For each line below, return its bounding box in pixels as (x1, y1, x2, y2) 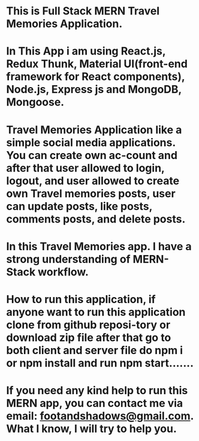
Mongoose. (6, 95, 65, 109)
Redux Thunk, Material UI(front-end (6, 57, 188, 71)
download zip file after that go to (6, 331, 171, 344)
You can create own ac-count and (6, 148, 178, 162)
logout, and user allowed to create (6, 174, 180, 187)
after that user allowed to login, (6, 161, 165, 175)
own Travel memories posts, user (6, 187, 176, 200)
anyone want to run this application (6, 305, 186, 319)
